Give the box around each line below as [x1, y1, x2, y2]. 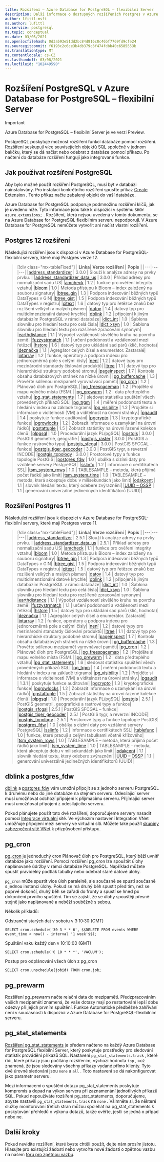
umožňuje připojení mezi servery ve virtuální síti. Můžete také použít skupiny [5, 820, 159, 827]
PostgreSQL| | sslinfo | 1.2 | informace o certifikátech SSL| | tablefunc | [17, 727, 157, 733]
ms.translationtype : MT [5, 48, 54, 53]
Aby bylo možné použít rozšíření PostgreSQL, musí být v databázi [5, 182, 137, 187]
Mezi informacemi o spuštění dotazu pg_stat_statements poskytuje [5, 1082, 140, 1089]
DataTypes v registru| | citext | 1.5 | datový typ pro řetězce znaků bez [17, 566, 155, 571]
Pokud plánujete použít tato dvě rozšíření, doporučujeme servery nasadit [5, 810, 151, 816]
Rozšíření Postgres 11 [5, 502, 71, 510]
